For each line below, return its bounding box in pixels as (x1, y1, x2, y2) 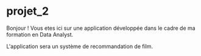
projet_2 (6, 4, 49, 18)
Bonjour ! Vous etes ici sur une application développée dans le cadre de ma (6, 24, 196, 32)
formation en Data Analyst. (6, 30, 74, 38)
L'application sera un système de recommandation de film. (6, 43, 153, 50)
